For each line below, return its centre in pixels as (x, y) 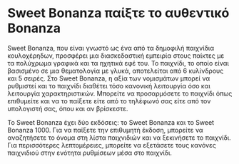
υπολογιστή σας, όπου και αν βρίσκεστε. (68, 108)
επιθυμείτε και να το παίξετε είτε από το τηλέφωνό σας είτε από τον (109, 101)
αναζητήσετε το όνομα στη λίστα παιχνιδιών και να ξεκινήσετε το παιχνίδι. (119, 138)
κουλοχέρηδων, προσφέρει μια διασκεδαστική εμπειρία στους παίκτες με (116, 56)
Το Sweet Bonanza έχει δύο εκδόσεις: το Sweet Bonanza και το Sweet (111, 122)
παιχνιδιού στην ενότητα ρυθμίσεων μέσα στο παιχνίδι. (90, 153)
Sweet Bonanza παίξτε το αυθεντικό (118, 13)
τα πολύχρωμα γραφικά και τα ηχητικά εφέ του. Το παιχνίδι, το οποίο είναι (118, 63)
